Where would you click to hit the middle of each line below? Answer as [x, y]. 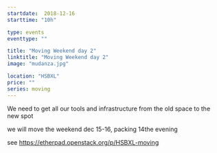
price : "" [21, 82]
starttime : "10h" [32, 20]
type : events [26, 32]
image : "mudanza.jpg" [38, 64]
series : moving [29, 89]
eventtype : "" [27, 38]
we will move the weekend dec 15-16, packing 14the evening [93, 129]
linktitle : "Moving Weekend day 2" [58, 58]
